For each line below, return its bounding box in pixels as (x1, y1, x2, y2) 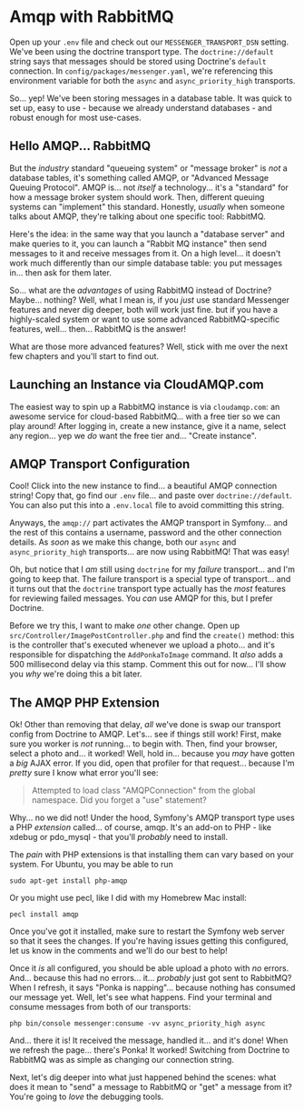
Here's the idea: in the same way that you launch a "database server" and (9, 228, 286, 239)
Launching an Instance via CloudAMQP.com (9, 377, 265, 393)
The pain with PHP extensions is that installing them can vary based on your (9, 849, 295, 860)
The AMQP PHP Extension (9, 695, 161, 710)
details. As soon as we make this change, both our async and (9, 536, 237, 547)
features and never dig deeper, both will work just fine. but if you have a (9, 304, 279, 315)
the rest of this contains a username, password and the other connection (9, 527, 282, 538)
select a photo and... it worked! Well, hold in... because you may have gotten (9, 748, 295, 759)
